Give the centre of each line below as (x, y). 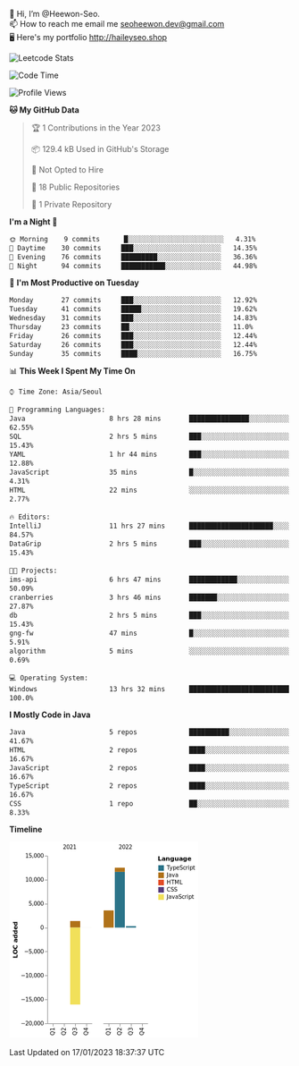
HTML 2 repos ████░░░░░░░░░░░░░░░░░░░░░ (149, 750)
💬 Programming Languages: (57, 410)
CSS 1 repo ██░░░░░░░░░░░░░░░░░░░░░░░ (149, 804)
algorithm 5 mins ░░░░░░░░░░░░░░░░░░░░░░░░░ (149, 651)
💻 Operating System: (49, 678)
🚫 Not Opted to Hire (67, 169)
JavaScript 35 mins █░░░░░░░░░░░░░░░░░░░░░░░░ (149, 472)
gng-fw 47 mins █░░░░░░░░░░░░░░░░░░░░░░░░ (149, 633)
